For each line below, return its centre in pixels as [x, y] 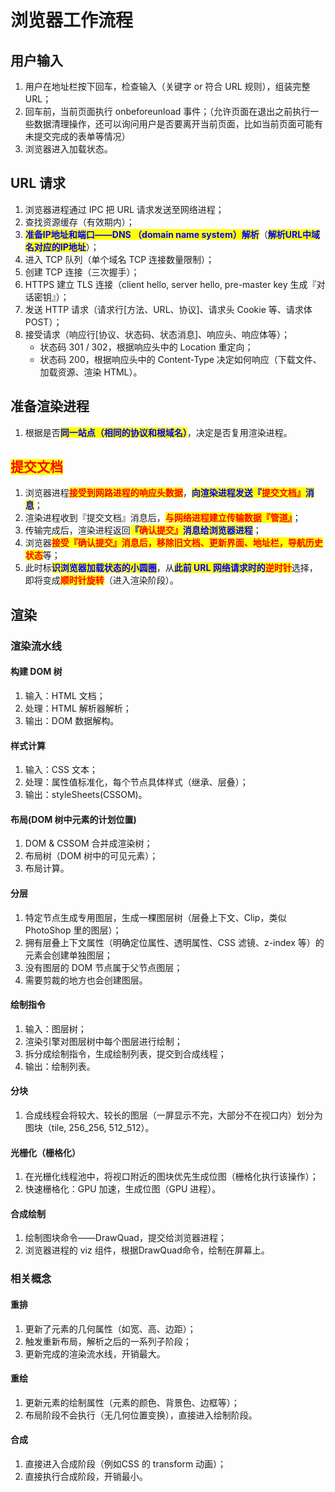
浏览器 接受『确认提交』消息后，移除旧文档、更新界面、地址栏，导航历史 [173, 543]
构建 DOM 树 [36, 672]
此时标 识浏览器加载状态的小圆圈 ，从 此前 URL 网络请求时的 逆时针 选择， [171, 568]
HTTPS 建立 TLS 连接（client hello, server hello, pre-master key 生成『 [170, 284]
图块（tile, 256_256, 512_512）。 [89, 1127]
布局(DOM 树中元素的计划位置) [73, 819]
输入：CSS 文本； [61, 770]
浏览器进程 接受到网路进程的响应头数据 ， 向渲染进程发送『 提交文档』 [165, 493]
